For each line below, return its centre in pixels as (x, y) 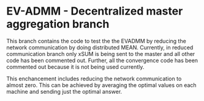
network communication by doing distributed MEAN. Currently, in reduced (100, 47)
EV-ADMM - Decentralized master (95, 11)
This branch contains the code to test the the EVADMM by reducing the (96, 41)
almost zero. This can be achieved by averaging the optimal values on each (102, 85)
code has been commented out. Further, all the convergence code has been (102, 60)
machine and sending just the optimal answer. (64, 91)
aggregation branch (58, 24)
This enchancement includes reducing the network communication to (94, 78)
